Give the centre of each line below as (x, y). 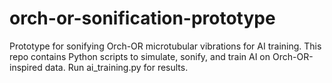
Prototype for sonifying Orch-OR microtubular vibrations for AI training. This (165, 46)
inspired (26, 67)
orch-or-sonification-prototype (142, 18)
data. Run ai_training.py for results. (116, 67)
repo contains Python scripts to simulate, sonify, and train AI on (140, 56)
